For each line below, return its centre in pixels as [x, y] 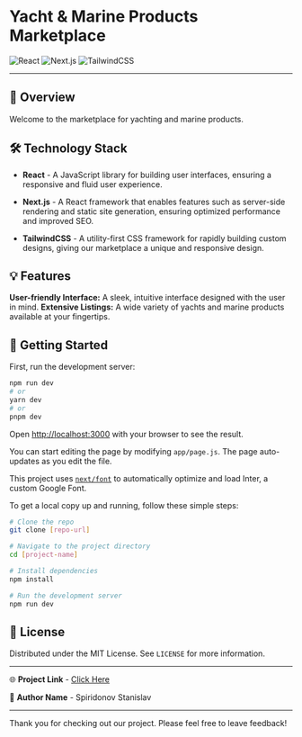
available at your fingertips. [60, 317]
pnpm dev [26, 417]
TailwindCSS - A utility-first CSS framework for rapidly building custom [154, 238]
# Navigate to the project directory [80, 546]
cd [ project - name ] [44, 555]
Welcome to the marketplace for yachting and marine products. [127, 119]
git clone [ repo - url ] [50, 530]
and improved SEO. [58, 220]
